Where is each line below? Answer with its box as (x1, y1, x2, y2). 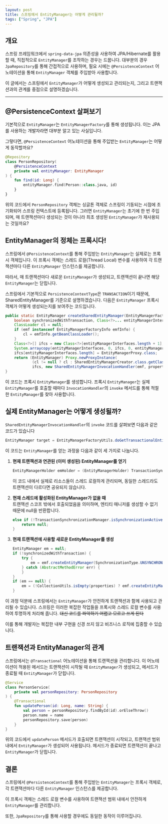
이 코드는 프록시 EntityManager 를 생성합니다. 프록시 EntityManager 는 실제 (5, 379, 150, 385)
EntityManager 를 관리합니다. (5, 802, 61, 808)
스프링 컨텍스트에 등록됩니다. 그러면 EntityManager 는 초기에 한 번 (22, 207, 150, 213)
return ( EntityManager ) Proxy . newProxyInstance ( (14, 355, 117, 360)
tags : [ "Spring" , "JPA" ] (5, 17, 57, 22)
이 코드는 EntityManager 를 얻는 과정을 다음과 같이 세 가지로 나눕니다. (5, 447, 139, 453)
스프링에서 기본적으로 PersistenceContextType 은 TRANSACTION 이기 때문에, (5, 291, 150, 297)
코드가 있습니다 (5, 428, 35, 434)
